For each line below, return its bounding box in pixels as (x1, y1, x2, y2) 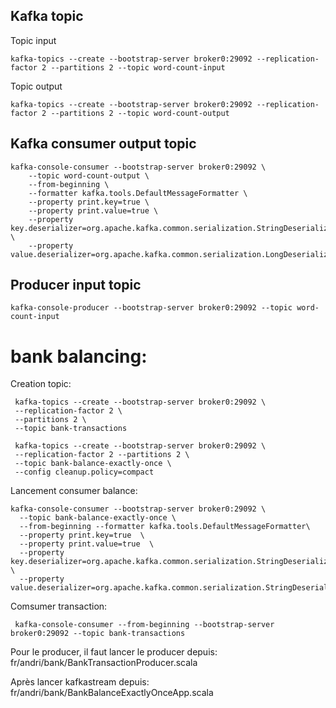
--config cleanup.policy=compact (14, 467, 155, 478)
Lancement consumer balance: (10, 485, 138, 497)
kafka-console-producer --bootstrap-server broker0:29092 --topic (10, 303, 293, 313)
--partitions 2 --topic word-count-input (50, 62, 226, 73)
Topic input (10, 34, 57, 46)
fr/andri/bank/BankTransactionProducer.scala (10, 657, 198, 669)
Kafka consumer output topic (10, 135, 197, 153)
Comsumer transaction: (10, 600, 108, 613)
